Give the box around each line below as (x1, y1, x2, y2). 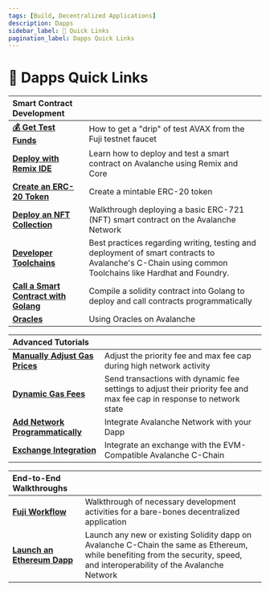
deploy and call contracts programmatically (88, 295, 252, 307)
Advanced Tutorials (12, 336, 90, 348)
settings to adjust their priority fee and (104, 383, 249, 394)
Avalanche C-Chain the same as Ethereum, (84, 540, 248, 551)
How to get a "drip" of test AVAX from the (88, 123, 245, 134)
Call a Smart (12, 280, 60, 291)
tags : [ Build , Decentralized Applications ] (8, 11, 157, 20)
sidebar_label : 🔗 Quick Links (8, 26, 110, 35)
